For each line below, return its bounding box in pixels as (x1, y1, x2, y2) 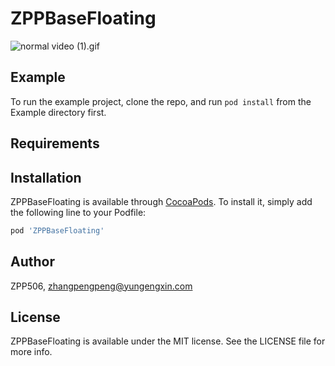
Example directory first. (10, 106, 107, 118)
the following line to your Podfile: (10, 206, 147, 218)
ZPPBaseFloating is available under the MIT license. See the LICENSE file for (10, 335, 326, 347)
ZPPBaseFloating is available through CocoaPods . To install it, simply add (10, 195, 313, 207)
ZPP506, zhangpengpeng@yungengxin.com (10, 280, 193, 292)
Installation (10, 169, 82, 186)
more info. (10, 346, 53, 358)
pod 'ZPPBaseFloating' (10, 225, 105, 236)
